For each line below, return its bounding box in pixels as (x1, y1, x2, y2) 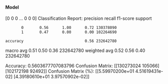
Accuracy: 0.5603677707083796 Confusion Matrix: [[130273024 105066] (5, 63, 160, 69)
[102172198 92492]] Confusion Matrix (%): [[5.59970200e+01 (5, 68, 135, 74)
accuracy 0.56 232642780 (5, 39, 117, 44)
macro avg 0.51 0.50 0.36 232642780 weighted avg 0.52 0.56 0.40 (5, 47, 146, 53)
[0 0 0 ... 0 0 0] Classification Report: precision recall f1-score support (5, 15, 152, 21)
